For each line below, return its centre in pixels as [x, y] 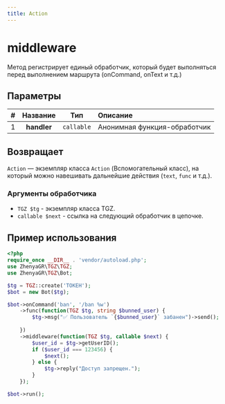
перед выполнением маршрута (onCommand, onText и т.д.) [94, 74]
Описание [115, 116]
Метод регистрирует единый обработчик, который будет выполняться [112, 67]
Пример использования [62, 238]
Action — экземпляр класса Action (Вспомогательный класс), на [103, 168]
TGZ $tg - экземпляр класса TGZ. [66, 209]
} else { [45, 362]
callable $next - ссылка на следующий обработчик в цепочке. [110, 216]
